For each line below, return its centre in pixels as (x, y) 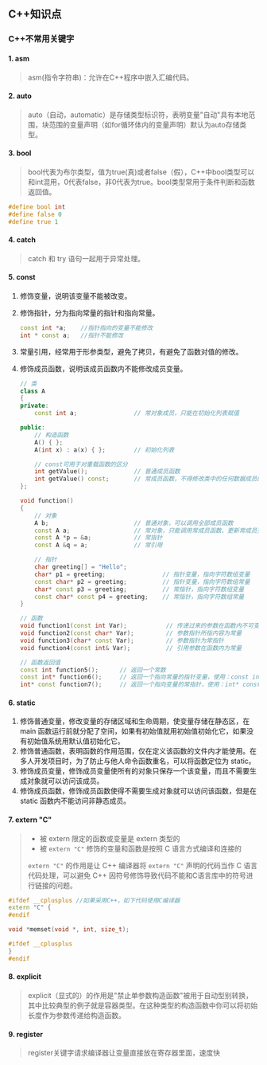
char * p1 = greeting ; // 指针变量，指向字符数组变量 (142, 574)
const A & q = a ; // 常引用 (99, 545)
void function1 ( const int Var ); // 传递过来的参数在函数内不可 (137, 626)
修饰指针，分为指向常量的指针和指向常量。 (89, 312)
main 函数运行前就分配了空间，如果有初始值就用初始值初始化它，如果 (133, 731)
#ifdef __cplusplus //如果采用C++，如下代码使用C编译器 (94, 900)
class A (32, 391)
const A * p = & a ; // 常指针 (99, 538)
